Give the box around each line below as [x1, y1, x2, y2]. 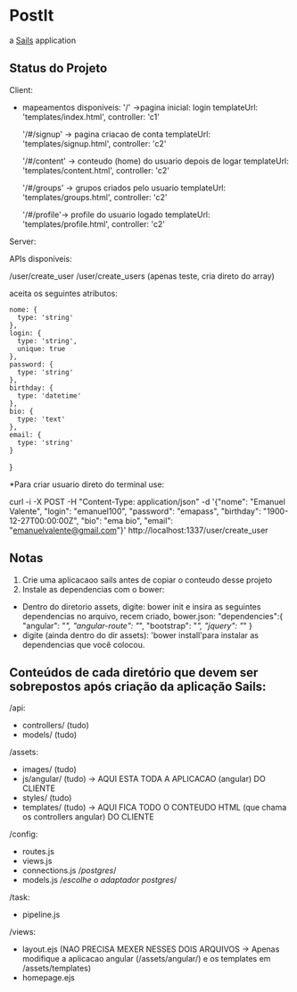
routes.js [21, 846, 55, 857]
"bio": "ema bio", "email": [80, 515, 174, 525]
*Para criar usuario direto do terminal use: [9, 479, 165, 490]
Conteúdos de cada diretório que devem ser [9, 665, 259, 680]
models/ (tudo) [21, 729, 78, 740]
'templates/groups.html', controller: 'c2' [21, 191, 168, 202]
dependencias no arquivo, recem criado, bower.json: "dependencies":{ [21, 610, 284, 621]
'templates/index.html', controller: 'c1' [21, 111, 161, 122]
